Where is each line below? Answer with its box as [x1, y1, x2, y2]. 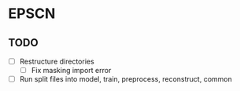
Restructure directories [19, 56, 94, 66]
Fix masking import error [31, 66, 112, 75]
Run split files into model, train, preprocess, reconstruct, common [19, 75, 232, 84]
